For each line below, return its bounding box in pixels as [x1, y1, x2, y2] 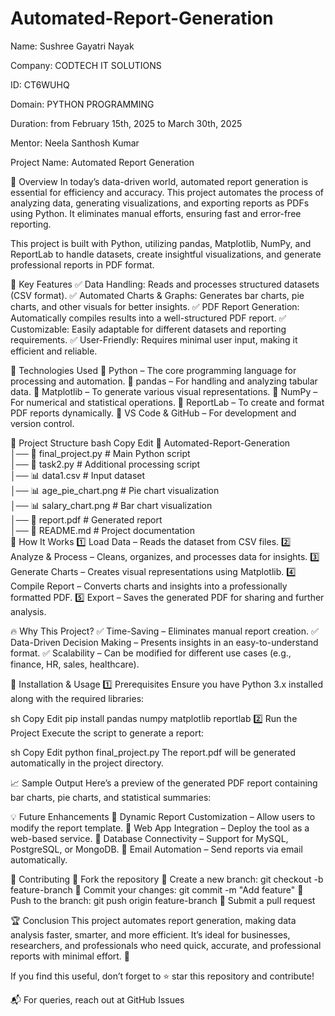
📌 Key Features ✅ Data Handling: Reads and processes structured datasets [10, 278, 320, 290]
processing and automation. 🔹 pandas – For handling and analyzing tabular [10, 375, 318, 387]
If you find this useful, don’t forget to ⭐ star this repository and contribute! [10, 970, 315, 982]
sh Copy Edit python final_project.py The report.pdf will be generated [10, 746, 296, 758]
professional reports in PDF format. [10, 258, 155, 271]
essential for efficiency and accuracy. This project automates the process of [10, 186, 325, 198]
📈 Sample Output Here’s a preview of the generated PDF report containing [10, 777, 318, 789]
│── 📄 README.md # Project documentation [10, 524, 196, 536]
